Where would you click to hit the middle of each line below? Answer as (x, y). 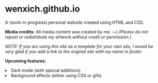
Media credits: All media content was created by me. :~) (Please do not (77, 32)
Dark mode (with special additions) (46, 70)
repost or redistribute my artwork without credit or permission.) (68, 37)
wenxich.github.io (42, 9)
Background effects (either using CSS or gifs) (56, 75)
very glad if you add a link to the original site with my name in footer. (74, 51)
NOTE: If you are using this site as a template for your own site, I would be (79, 46)
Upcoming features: (26, 61)
